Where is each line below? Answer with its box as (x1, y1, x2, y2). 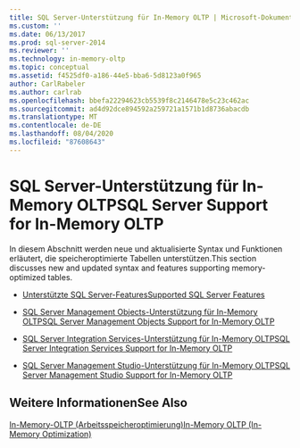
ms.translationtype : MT (9, 112, 98, 121)
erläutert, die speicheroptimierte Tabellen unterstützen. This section (9, 253, 257, 263)
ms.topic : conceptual (9, 63, 90, 72)
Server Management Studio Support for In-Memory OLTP (21, 369, 233, 380)
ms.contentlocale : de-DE (9, 121, 102, 130)
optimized (9, 271, 46, 282)
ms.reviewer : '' (9, 46, 70, 55)
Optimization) (41, 428, 92, 439)
